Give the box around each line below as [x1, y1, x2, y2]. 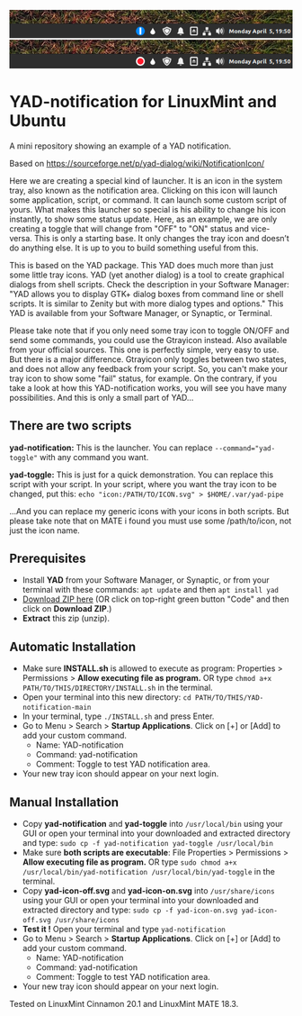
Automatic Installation [9, 639, 137, 654]
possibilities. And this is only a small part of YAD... [9, 392, 194, 403]
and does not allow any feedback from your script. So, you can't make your [9, 363, 289, 374]
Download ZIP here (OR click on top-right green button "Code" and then [22, 594, 289, 604]
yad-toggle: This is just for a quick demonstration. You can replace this [9, 469, 274, 480]
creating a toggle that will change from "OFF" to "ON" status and [9, 222, 249, 234]
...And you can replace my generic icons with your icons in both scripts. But [9, 505, 289, 516]
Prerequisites [9, 550, 86, 566]
